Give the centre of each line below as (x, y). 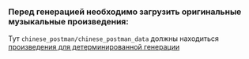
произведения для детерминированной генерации (94, 47)
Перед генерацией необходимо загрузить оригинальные (125, 12)
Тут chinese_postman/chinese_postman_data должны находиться (114, 39)
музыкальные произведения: (68, 21)
